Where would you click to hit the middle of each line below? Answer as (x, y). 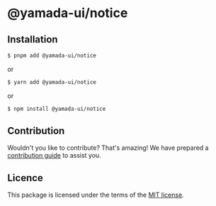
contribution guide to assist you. (54, 156)
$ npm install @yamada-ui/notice (57, 109)
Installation (33, 39)
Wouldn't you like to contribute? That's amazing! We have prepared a (108, 148)
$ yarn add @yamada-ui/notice (52, 82)
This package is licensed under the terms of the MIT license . (96, 195)
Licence (25, 178)
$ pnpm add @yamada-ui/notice (52, 55)
